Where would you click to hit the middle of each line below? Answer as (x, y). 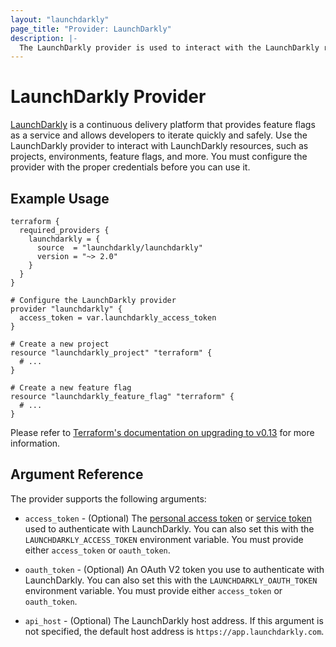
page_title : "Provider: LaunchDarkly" (91, 29)
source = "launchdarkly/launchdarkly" (119, 248)
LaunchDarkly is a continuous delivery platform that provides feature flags (163, 125)
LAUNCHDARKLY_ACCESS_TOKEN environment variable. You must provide (164, 539)
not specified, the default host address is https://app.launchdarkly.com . (174, 631)
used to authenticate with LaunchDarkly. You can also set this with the (169, 528)
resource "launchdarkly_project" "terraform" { (111, 353)
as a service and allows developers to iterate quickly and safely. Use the (159, 135)
